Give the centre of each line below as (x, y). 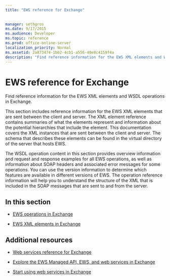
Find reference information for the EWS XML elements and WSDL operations (85, 96)
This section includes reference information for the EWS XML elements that (84, 112)
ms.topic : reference (27, 39)
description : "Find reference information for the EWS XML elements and (83, 57)
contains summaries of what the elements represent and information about (83, 122)
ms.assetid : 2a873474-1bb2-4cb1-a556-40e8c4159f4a (60, 52)
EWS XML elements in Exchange (47, 224)
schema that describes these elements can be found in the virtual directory (83, 138)
